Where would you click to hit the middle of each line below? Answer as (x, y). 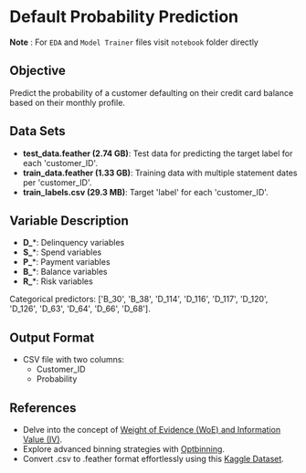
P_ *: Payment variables (67, 262)
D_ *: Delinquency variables (74, 243)
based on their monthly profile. (68, 102)
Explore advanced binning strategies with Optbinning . (124, 449)
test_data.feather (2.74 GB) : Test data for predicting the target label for (158, 153)
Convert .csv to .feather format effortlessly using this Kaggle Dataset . (153, 459)
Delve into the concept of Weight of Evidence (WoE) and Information (152, 430)
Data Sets (37, 131)
